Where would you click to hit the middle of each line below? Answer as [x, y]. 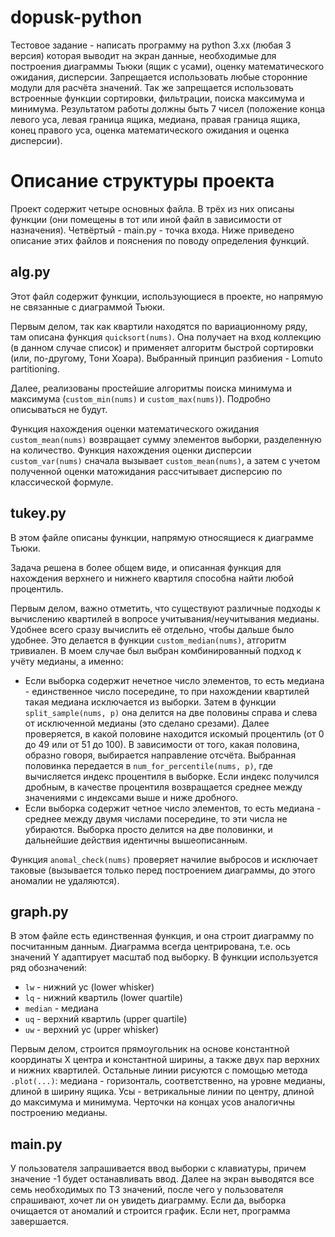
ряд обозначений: [49, 968]
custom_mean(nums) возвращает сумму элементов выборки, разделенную [166, 439]
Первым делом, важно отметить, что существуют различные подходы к [165, 608]
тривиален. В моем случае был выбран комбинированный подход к [156, 650]
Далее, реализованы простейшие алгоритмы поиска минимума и [151, 388]
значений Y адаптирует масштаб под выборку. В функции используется [164, 957]
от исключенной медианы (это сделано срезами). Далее [147, 723]
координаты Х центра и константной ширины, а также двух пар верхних [165, 1060]
